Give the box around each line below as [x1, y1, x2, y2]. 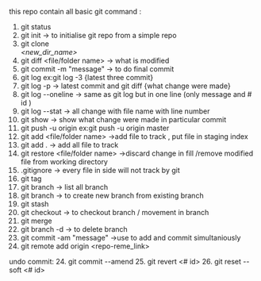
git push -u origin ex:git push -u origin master [20, 123, 170, 133]
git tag [20, 174, 42, 183]
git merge [20, 216, 52, 225]
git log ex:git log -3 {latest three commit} [20, 73, 154, 82]
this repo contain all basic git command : [9, 7, 142, 16]
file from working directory [20, 157, 108, 166]
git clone [20, 39, 50, 48]
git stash [20, 199, 49, 209]
